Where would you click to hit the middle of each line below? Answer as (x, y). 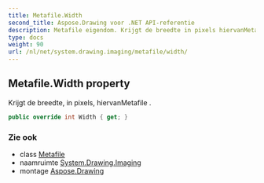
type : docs (26, 37)
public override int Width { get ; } (68, 117)
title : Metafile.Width (45, 15)
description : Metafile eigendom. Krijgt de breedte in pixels (112, 30)
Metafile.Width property (69, 84)
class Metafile (42, 154)
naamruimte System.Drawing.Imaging (80, 163)
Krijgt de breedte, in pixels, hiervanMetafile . (80, 102)
